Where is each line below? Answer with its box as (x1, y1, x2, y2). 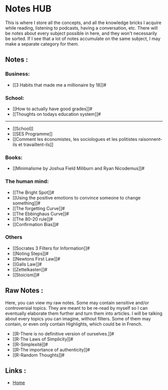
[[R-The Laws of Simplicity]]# (12, 336, 73, 342)
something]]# (12, 200, 41, 206)
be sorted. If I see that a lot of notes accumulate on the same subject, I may (5, 36, 161, 42)
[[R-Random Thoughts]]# (12, 352, 65, 358)
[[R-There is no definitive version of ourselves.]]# (12, 330, 114, 336)
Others (5, 234, 22, 241)
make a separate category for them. (5, 41, 79, 47)
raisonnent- (138, 136, 162, 142)
